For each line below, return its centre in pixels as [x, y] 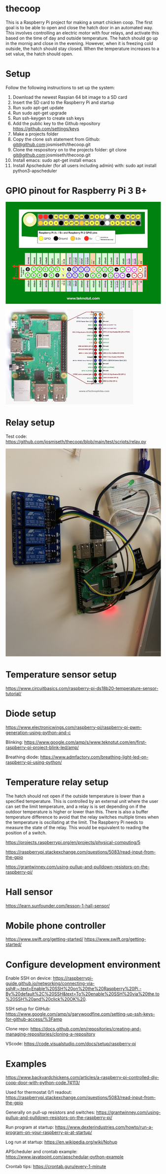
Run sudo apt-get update [38, 107]
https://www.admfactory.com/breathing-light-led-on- [94, 757]
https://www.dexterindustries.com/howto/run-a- [104, 1127]
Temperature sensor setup [61, 675]
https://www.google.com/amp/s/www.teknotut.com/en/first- [85, 742]
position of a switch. [26, 833]
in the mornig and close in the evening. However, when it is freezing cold [79, 43]
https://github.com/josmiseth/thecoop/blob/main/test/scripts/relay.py [76, 441]
